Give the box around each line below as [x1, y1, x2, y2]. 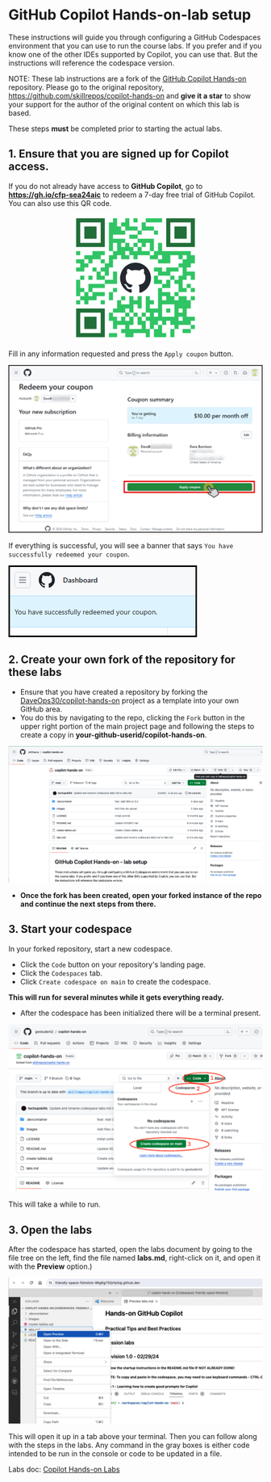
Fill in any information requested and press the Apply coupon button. [8, 349, 234, 359]
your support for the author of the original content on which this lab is [8, 99, 240, 109]
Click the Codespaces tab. [19, 968, 103, 978]
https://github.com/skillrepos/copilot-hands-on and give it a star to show [8, 90, 252, 100]
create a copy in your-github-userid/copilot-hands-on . [19, 729, 207, 740]
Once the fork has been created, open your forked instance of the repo [19, 890, 262, 900]
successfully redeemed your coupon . [8, 549, 131, 559]
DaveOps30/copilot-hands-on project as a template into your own [19, 695, 240, 705]
